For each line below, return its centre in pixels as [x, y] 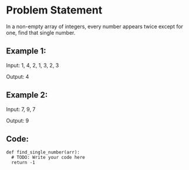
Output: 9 [18, 120]
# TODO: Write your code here [48, 158]
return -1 [23, 163]
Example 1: [26, 51]
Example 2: [27, 95]
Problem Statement [54, 10]
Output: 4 [18, 76]
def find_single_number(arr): [43, 152]
